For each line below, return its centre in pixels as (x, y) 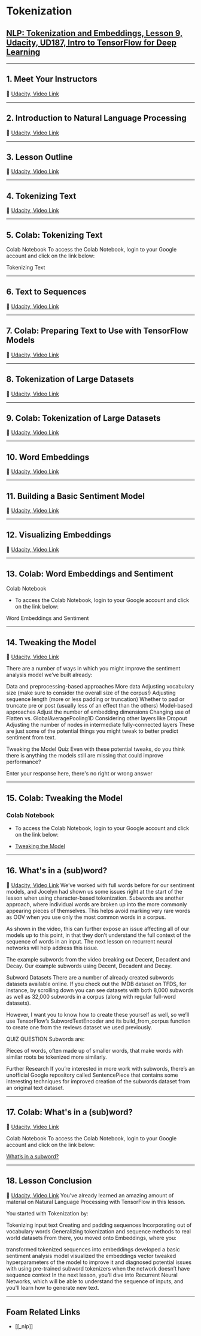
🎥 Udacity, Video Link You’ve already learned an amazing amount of (90, 1195)
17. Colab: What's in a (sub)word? (69, 1112)
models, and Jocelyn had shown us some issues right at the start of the (94, 891)
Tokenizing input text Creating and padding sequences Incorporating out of (99, 1225)
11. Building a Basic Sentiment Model (76, 496)
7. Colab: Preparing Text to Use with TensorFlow (97, 331)
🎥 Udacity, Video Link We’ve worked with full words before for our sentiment (100, 885)
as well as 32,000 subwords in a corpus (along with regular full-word (91, 996)
